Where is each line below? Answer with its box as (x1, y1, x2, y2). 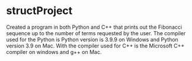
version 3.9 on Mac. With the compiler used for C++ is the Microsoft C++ (6, 42, 185, 49)
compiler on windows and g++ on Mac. (6, 48, 102, 55)
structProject (6, 4, 73, 18)
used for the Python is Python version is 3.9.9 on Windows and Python (6, 36, 179, 43)
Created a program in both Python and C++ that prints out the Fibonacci (6, 23, 183, 30)
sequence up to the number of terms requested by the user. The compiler (6, 29, 186, 36)
